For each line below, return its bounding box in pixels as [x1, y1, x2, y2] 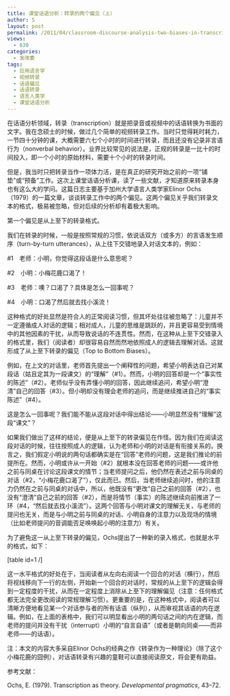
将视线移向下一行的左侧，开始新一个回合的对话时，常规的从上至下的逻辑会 [7, 578, 217, 586]
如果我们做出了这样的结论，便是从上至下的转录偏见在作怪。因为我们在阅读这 [7, 433, 223, 441]
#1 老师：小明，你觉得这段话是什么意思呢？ [7, 254, 133, 262]
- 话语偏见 [13, 80, 40, 87]
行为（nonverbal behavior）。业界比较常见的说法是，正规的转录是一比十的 [7, 145, 215, 153]
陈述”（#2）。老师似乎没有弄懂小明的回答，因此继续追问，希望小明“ [12, 378, 203, 386]
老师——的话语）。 [7, 630, 58, 638]
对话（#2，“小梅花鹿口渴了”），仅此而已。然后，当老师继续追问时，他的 [7, 475, 209, 484]
